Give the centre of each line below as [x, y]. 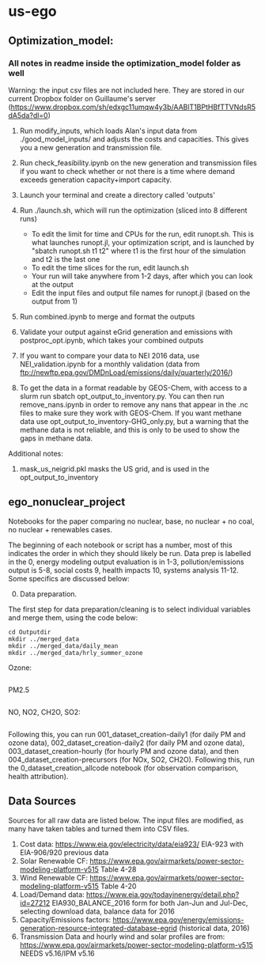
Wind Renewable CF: [54, 877]
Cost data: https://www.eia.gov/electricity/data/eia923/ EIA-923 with [131, 844]
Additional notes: [36, 453]
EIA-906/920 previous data [64, 852]
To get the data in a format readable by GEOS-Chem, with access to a [133, 388]
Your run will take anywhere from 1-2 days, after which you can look [142, 276]
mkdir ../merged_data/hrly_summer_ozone [76, 653]
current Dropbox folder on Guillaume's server [82, 98]
